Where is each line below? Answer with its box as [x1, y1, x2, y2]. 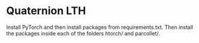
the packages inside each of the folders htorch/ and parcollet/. [6, 29, 160, 37]
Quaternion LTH [6, 4, 86, 18]
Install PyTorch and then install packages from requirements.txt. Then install [6, 24, 194, 31]
